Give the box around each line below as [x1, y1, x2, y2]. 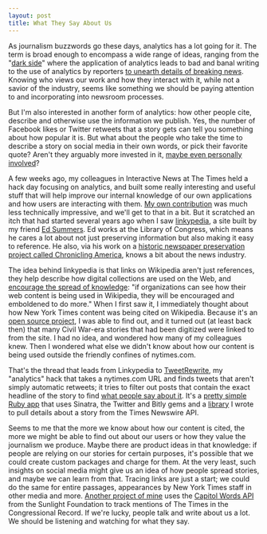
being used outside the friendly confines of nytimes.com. [8, 350, 197, 359]
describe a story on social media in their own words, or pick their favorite [8, 141, 249, 151]
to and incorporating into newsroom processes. [8, 92, 164, 101]
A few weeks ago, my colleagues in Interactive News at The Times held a [8, 173, 249, 183]
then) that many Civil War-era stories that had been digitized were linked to [8, 324, 255, 334]
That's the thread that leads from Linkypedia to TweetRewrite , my [8, 365, 223, 375]
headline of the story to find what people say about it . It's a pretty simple [8, 391, 247, 400]
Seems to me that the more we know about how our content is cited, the [8, 423, 245, 433]
